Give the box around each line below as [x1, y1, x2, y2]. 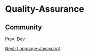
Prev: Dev [5, 36, 25, 42]
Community [5, 23, 42, 31]
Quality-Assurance [5, 3, 85, 15]
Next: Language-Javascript [5, 46, 60, 51]
